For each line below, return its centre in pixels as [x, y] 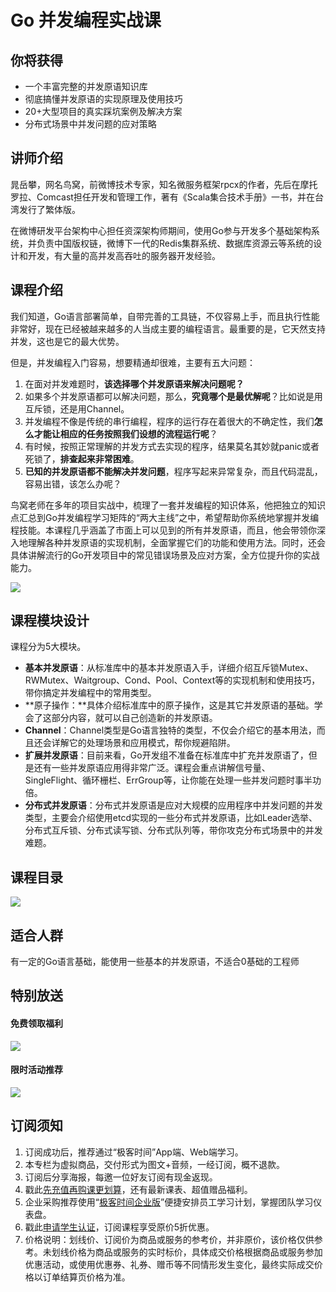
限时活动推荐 [36, 1070]
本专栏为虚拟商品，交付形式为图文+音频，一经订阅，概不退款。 [155, 1164]
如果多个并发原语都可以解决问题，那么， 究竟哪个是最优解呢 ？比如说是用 [173, 396]
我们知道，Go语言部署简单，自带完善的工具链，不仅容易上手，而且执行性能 [165, 316]
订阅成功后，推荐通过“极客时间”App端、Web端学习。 [134, 1152]
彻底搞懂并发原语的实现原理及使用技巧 [103, 99]
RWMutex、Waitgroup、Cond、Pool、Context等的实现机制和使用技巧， [172, 680]
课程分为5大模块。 [48, 647]
